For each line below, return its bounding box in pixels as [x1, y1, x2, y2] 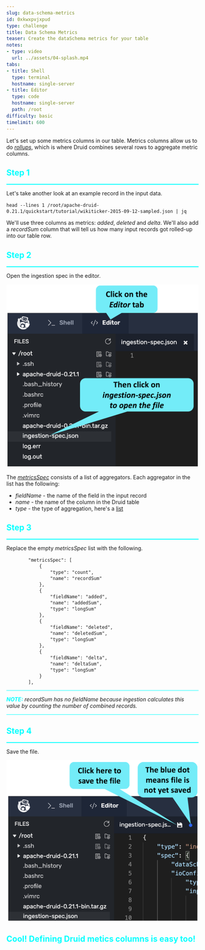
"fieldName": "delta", [49, 655, 108, 661]
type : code [12, 93, 40, 100]
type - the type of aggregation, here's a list [15, 504, 124, 512]
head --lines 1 [6, 202, 45, 209]
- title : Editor [6, 87, 48, 93]
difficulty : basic [6, 113, 53, 119]
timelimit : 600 [6, 119, 45, 125]
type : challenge [6, 23, 48, 29]
